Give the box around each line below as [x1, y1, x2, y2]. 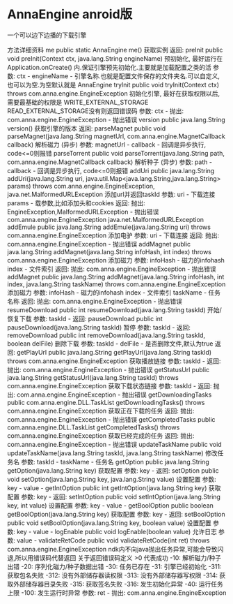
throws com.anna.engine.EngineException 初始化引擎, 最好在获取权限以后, [7, 89, 220, 98]
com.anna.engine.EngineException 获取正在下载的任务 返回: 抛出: [7, 406, 195, 415]
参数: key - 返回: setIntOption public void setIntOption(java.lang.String [20, 492, 221, 501]
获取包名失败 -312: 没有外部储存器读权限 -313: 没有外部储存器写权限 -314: [7, 570, 218, 580]
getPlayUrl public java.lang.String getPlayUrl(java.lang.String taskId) [16, 348, 212, 356]
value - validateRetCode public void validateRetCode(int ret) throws [16, 536, 210, 545]
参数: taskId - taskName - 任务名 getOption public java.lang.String [20, 457, 210, 466]
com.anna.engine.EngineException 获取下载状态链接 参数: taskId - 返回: [7, 381, 212, 390]
